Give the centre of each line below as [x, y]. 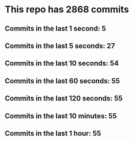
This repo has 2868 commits [67, 10]
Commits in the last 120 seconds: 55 [64, 99]
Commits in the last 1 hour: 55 [53, 133]
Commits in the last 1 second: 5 [55, 29]
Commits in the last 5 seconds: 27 [60, 46]
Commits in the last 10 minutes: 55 [61, 116]
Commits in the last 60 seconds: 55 [62, 81]
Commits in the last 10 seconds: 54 [62, 64]
